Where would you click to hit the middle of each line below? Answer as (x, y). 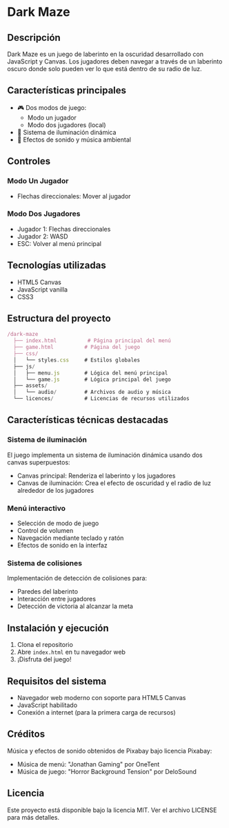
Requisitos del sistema (57, 681)
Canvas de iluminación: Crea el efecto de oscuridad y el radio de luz (114, 483)
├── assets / (31, 386)
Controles (29, 161)
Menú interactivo (36, 508)
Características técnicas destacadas (88, 420)
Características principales (67, 91)
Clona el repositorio (45, 645)
